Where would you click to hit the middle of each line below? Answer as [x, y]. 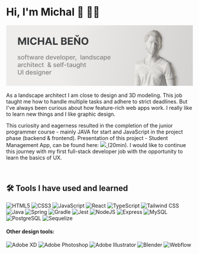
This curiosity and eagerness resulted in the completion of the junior [90, 125]
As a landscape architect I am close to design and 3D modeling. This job [94, 95]
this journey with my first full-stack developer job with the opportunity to [94, 151]
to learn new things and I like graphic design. [61, 114]
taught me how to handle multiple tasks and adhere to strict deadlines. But [97, 101]
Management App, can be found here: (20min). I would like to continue [96, 145]
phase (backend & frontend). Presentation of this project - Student [87, 138]
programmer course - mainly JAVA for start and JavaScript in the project [94, 132]
